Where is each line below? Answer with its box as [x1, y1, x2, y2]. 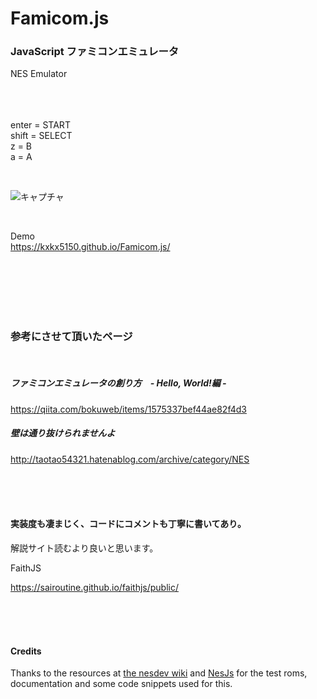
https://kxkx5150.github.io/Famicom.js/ [10, 241, 171, 253]
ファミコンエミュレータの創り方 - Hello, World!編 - [10, 377, 227, 389]
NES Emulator [10, 68, 68, 80]
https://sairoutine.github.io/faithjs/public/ [10, 581, 180, 593]
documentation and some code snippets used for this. [10, 678, 233, 690]
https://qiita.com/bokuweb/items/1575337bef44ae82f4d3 [10, 403, 247, 415]
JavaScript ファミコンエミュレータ [10, 45, 180, 59]
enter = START [10, 119, 71, 131]
